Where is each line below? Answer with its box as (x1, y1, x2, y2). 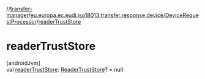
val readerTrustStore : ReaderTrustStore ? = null (6, 66, 124, 73)
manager (6, 12, 29, 19)
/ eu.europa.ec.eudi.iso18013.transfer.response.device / (28, 12, 166, 19)
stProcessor (6, 18, 37, 25)
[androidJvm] (6, 59, 41, 66)
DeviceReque (165, 12, 199, 19)
